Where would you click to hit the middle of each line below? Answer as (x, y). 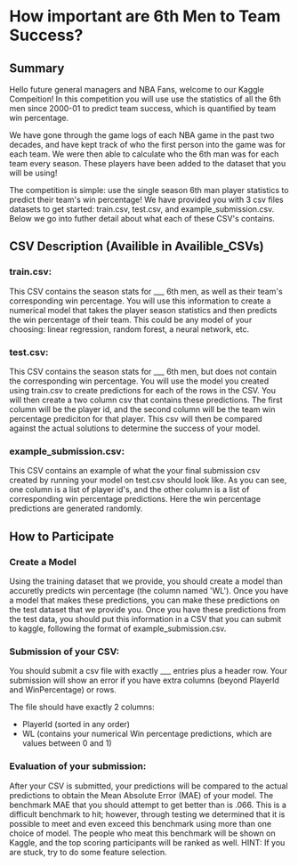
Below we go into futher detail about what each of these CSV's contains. (142, 219)
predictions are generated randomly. (76, 508)
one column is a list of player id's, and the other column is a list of (129, 490)
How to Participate (61, 536)
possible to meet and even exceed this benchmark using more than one (141, 823)
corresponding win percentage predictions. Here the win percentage (135, 499)
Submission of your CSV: (64, 652)
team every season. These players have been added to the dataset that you (148, 163)
